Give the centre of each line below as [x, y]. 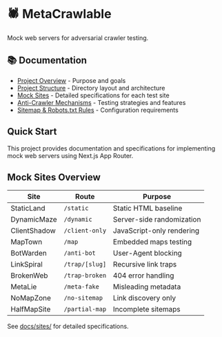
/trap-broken [85, 276]
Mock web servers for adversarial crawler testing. [78, 38]
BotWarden [29, 253]
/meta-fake [82, 287]
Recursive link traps [145, 264]
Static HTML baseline [148, 209]
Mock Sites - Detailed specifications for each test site [93, 95]
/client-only [85, 231]
